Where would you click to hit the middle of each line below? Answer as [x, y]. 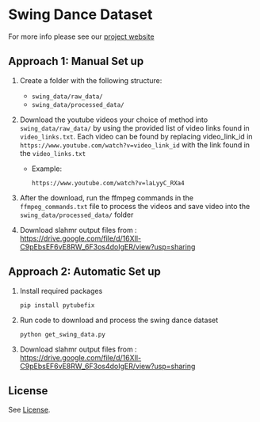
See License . [29, 410]
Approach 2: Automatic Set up [84, 272]
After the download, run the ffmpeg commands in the [107, 198]
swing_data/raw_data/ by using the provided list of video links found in [134, 127]
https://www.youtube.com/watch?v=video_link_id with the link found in [135, 145]
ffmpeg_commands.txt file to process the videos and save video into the [135, 206]
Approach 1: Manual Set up [76, 61]
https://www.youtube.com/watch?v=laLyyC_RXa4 [108, 183]
